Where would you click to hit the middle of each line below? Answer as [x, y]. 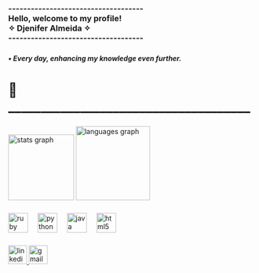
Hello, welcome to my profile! [65, 18]
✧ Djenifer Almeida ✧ [49, 28]
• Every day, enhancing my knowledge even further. [95, 58]
